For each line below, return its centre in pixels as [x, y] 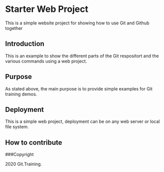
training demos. [21, 94]
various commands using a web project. [46, 61]
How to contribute [34, 142]
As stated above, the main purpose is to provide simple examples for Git [79, 88]
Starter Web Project [47, 9]
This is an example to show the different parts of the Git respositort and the [82, 56]
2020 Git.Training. [24, 164]
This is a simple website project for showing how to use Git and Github [77, 23]
